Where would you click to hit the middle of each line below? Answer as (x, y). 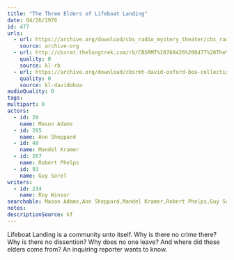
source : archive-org (49, 46)
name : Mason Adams (46, 124)
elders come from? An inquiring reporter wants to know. (87, 249)
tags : (15, 98)
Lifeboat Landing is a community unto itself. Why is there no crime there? (112, 234)
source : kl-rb (40, 66)
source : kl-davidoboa (51, 85)
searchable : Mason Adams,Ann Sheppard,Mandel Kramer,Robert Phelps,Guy (113, 202)
